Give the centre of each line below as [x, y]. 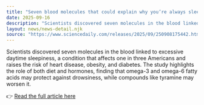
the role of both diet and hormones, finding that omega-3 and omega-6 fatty [102, 71]
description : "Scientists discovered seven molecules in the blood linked [103, 23]
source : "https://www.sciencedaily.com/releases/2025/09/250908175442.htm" [104, 35]
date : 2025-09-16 [28, 18]
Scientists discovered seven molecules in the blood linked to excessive [95, 52]
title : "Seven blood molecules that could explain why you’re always [96, 12]
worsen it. [19, 84]
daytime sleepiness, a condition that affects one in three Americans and [96, 58]
